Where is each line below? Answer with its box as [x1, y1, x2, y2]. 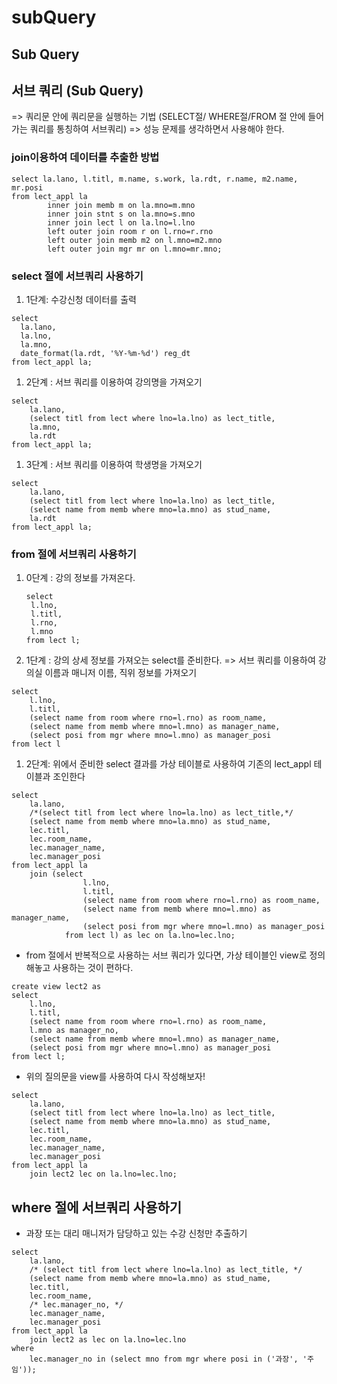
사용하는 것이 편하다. [52, 962, 134, 974]
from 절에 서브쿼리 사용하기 [11, 547, 137, 561]
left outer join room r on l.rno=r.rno [47, 226, 214, 236]
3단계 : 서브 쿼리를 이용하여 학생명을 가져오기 [25, 458, 203, 470]
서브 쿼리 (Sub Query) [11, 82, 144, 99]
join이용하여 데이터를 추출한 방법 [11, 151, 160, 165]
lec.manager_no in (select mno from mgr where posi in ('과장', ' [29, 1354, 308, 1365]
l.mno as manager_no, [29, 1026, 119, 1036]
